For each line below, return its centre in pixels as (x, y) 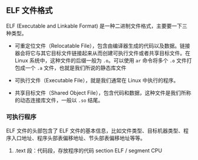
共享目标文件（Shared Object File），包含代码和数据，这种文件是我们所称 (103, 92)
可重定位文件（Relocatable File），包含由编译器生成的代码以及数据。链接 (102, 45)
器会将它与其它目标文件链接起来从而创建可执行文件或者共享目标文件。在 (102, 53)
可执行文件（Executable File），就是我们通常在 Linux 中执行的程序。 (97, 80)
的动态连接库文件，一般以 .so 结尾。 (59, 100)
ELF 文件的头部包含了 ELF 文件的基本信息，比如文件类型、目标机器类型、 (95, 131)
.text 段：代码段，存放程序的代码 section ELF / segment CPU (88, 151)
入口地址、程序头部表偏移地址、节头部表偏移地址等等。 (78, 138)
